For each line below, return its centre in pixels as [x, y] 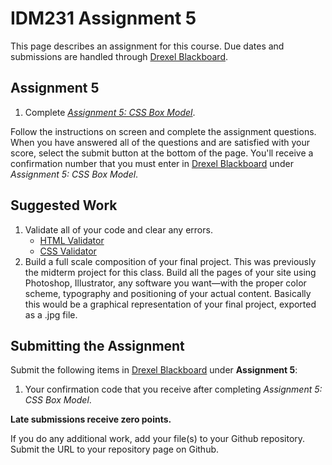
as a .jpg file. [51, 314]
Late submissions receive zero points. [91, 419]
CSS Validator [68, 251]
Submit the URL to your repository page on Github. [115, 449]
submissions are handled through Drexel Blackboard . [119, 56]
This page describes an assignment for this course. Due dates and [147, 46]
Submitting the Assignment [97, 345]
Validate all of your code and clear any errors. [118, 229]
